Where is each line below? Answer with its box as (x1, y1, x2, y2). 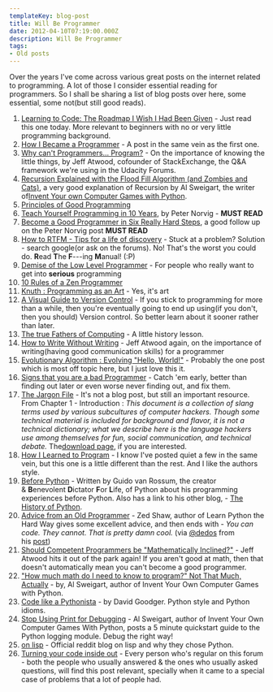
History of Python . (20, 502, 83, 512)
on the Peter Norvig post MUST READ (20, 226, 149, 236)
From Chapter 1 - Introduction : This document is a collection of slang (20, 399, 254, 408)
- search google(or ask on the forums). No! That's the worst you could (20, 243, 257, 253)
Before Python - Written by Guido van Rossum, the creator (20, 476, 217, 486)
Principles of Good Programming (20, 200, 131, 210)
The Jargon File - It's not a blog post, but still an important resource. (20, 390, 250, 399)
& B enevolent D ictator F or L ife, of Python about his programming (20, 485, 238, 494)
